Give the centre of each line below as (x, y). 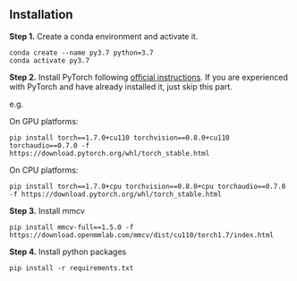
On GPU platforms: (44, 121)
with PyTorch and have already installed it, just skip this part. (121, 86)
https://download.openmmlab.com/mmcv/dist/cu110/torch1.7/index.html (142, 235)
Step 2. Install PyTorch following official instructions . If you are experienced (149, 77)
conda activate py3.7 (50, 60)
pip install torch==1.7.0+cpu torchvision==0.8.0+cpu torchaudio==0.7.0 (148, 186)
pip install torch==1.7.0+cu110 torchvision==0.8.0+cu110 (119, 138)
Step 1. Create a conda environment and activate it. (104, 36)
